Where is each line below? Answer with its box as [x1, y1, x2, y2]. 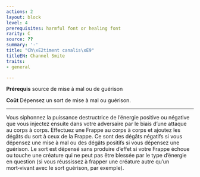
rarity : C [6, 31, 31, 37]
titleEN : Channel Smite [6, 53, 65, 59]
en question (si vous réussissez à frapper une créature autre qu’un [6, 158, 170, 165]
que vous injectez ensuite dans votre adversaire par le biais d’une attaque [6, 120, 187, 128]
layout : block [6, 14, 42, 20]
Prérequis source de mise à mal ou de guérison [6, 86, 123, 93]
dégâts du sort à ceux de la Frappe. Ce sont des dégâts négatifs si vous [6, 133, 183, 140]
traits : [6, 58, 26, 64]
